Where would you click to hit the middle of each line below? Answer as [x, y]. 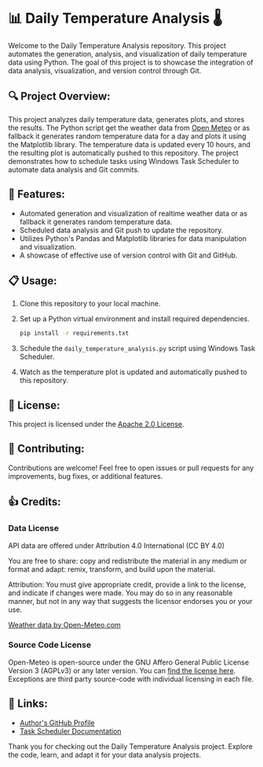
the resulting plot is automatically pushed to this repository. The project [124, 153]
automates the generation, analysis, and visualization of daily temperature [128, 54]
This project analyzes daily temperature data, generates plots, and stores [126, 119]
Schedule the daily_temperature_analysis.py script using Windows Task [137, 348]
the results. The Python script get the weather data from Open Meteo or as [129, 128]
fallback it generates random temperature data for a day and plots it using [127, 136]
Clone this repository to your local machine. [90, 304]
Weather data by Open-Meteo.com [65, 624]
